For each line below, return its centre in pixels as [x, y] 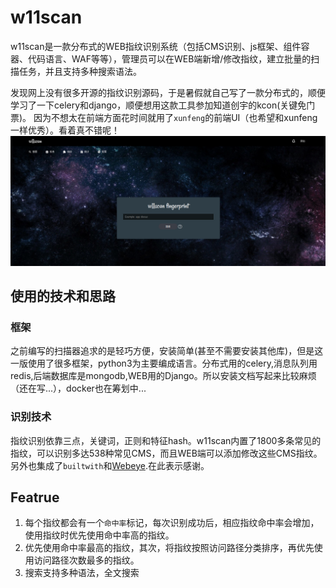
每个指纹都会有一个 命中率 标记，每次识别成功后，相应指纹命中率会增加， [172, 523]
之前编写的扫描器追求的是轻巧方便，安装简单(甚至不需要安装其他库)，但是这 [167, 351]
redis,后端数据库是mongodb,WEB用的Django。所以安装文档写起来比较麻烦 [163, 376]
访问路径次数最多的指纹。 [86, 560]
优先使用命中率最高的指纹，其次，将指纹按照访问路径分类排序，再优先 [169, 548]
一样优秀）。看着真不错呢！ [65, 130]
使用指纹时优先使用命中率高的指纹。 [99, 535]
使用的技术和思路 [63, 296]
